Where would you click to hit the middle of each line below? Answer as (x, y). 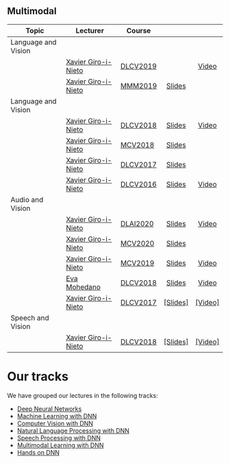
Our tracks (38, 377)
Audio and (27, 199)
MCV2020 (137, 243)
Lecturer (90, 30)
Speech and (30, 318)
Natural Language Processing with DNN (73, 430)
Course (139, 30)
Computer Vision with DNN (55, 423)
